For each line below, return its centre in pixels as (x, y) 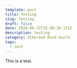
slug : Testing (20, 19)
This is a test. (19, 61)
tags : (11, 42)
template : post (21, 10)
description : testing (28, 33)
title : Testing (21, 14)
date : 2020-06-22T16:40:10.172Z (38, 28)
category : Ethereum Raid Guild (38, 38)
